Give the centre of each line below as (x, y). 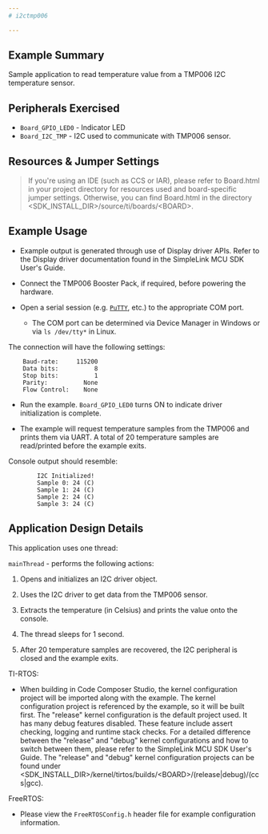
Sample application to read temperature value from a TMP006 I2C (117, 75)
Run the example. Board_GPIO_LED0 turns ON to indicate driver (121, 404)
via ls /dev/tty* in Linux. (74, 331)
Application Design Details (76, 529)
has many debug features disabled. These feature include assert (126, 723)
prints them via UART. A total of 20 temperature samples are (119, 437)
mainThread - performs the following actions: (81, 563)
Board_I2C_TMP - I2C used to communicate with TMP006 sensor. (125, 136)
